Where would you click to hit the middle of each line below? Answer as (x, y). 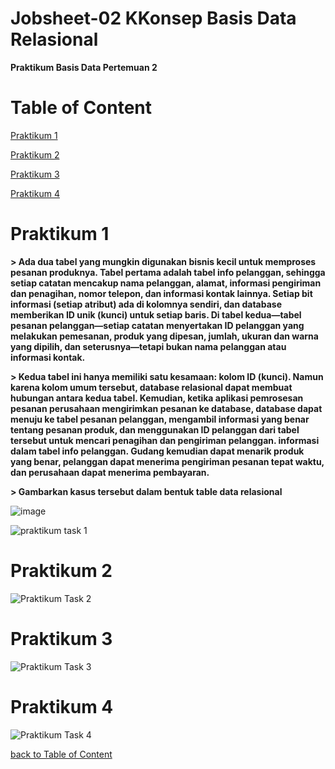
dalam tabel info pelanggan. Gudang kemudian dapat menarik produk (157, 451)
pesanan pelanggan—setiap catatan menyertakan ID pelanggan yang (157, 325)
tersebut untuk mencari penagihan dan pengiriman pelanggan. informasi (165, 440)
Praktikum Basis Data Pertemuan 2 (84, 67)
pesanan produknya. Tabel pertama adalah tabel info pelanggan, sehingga (168, 272)
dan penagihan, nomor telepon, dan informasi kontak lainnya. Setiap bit (161, 293)
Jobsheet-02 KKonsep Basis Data (153, 18)
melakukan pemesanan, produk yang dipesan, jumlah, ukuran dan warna (164, 336)
